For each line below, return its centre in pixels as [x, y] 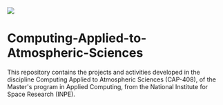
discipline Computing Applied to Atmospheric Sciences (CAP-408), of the [111, 79]
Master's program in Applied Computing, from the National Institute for [108, 86]
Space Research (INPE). [41, 94]
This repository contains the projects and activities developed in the [104, 72]
